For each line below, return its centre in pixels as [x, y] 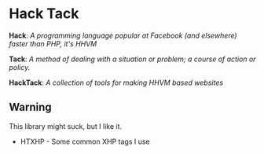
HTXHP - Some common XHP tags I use [85, 141]
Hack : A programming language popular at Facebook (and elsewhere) [123, 35]
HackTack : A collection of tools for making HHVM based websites [116, 82]
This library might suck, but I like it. [66, 126]
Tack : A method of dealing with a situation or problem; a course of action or [132, 59]
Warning [30, 107]
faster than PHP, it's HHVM [53, 43]
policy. [20, 67]
